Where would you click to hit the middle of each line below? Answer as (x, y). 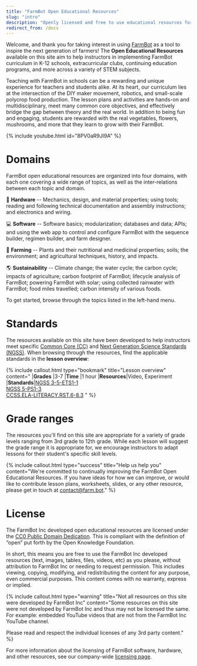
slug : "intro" (23, 17)
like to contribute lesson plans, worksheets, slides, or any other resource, (95, 484)
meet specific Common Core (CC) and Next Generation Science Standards (96, 346)
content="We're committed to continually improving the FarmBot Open (91, 471)
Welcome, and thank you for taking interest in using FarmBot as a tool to (93, 45)
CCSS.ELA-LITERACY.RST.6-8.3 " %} (51, 395)
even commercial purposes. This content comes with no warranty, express (96, 579)
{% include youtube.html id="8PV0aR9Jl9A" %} (64, 136)
